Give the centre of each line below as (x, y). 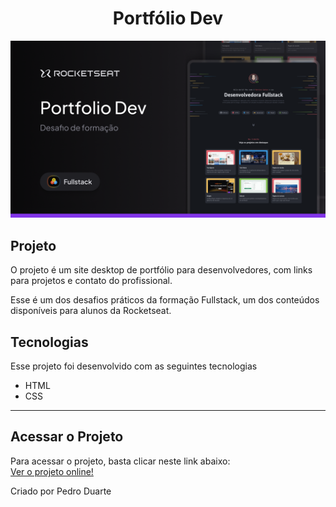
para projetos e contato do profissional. (91, 281)
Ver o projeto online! (52, 471)
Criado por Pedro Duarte (61, 491)
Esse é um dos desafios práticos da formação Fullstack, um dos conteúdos (165, 300)
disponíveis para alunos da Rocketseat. (91, 311)
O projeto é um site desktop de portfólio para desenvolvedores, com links (161, 270)
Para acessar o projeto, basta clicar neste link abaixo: (120, 461)
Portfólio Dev (168, 18)
